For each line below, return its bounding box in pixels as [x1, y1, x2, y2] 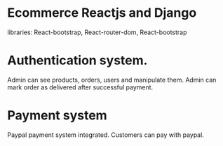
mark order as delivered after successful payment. [7, 82, 154, 92]
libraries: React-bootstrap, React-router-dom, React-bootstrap [7, 28, 187, 36]
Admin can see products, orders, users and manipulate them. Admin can [7, 75, 217, 84]
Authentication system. [7, 52, 148, 68]
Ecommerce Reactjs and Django [7, 5, 197, 21]
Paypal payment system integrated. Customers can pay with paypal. [7, 131, 205, 139]
